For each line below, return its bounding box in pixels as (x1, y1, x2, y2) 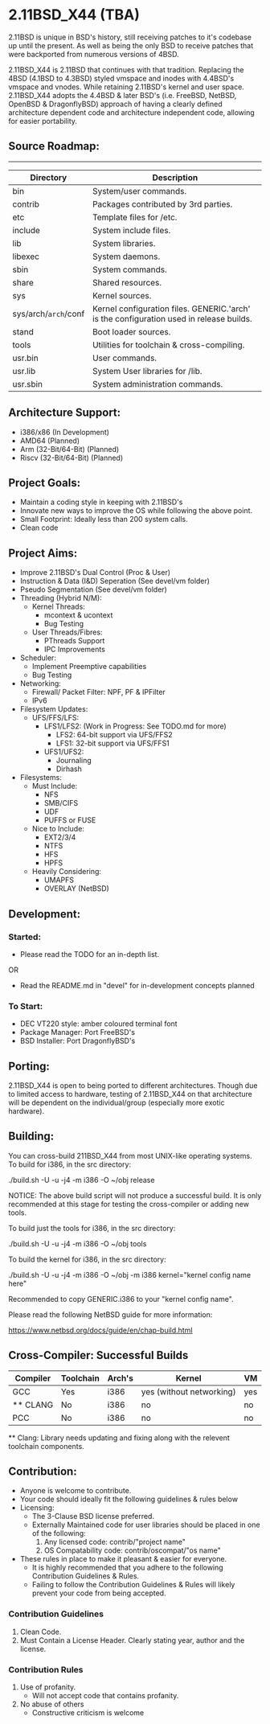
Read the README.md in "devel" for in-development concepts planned (19, 980, 255, 990)
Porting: (8, 1059, 51, 1073)
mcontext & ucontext (43, 610, 113, 620)
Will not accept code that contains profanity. (31, 1691, 179, 1701)
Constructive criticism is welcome (31, 1708, 145, 1718)
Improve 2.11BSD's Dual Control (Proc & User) (19, 568, 171, 577)
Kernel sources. (92, 289, 152, 301)
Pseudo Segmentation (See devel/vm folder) (19, 585, 167, 594)
